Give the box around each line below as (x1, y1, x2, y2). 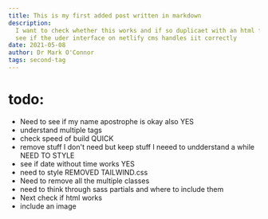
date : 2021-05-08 (8, 41, 66, 49)
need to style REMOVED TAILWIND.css (19, 167, 148, 177)
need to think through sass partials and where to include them (19, 184, 224, 194)
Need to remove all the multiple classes (19, 176, 150, 186)
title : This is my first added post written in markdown (8, 11, 202, 20)
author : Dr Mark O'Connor (8, 49, 94, 57)
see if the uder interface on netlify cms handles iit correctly (15, 33, 238, 42)
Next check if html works (19, 193, 102, 202)
